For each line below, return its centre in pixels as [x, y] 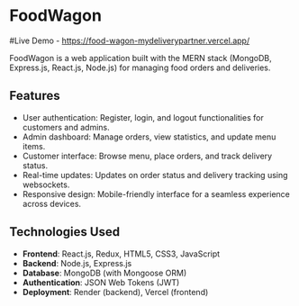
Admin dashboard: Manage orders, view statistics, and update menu [149, 137]
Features [35, 96]
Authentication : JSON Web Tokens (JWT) [101, 282]
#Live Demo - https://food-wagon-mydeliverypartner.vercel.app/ [130, 40]
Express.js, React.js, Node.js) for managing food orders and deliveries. [140, 67]
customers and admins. [66, 127]
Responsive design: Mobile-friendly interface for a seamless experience [156, 193]
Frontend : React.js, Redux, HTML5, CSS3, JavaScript [121, 254]
